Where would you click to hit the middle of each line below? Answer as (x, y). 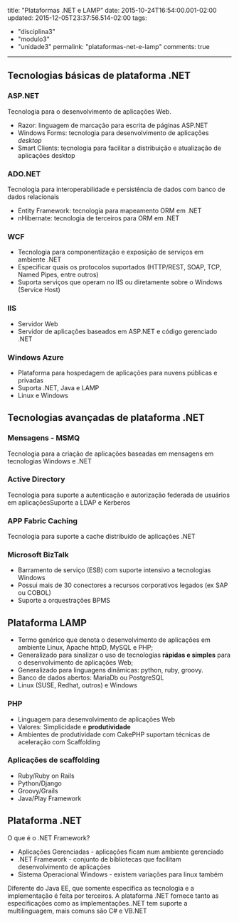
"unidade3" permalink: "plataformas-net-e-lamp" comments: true (113, 47)
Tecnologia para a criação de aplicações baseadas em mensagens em (111, 454)
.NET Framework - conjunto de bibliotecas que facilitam (99, 859)
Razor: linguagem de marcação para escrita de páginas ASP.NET (113, 125)
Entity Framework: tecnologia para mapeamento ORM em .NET (110, 210)
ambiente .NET (39, 259)
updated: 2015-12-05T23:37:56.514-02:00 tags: (77, 18)
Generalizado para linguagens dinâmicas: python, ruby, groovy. (111, 670)
